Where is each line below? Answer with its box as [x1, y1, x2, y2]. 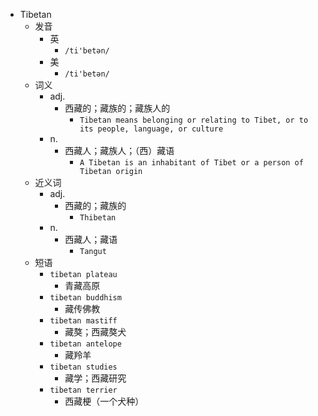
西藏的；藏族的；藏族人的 [64, 102, 171, 114]
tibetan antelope [49, 339, 122, 349]
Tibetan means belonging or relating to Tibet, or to [79, 115, 309, 125]
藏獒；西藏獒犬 [64, 326, 127, 338]
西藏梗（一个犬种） [64, 395, 145, 407]
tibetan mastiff [49, 316, 118, 326]
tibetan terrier [49, 385, 118, 395]
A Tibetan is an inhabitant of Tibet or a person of [79, 158, 304, 168]
